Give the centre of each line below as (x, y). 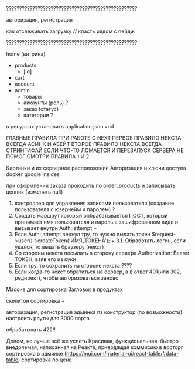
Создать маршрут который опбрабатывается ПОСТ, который (91, 216)
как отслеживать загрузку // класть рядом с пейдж (71, 31)
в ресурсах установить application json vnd (60, 126)
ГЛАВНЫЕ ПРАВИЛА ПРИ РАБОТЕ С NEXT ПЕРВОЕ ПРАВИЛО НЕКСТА (94, 138)
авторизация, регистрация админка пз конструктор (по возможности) (94, 312)
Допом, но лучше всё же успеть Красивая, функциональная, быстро (92, 341)
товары (32, 97)
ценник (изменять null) (35, 192)
